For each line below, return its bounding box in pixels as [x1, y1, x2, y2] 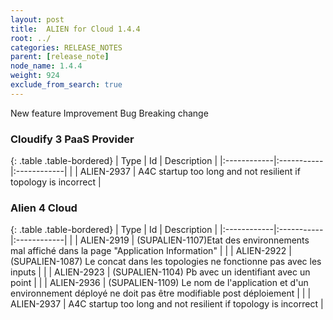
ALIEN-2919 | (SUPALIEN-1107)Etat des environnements [79, 234, 310, 246]
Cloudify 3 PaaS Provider [10, 132, 135, 146]
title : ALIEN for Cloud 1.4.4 [10, 24, 141, 34]
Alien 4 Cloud [10, 201, 78, 215]
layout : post [10, 14, 65, 25]
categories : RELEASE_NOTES [10, 42, 123, 53]
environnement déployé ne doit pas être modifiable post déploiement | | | [10, 287, 312, 300]
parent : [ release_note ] [10, 52, 110, 62]
